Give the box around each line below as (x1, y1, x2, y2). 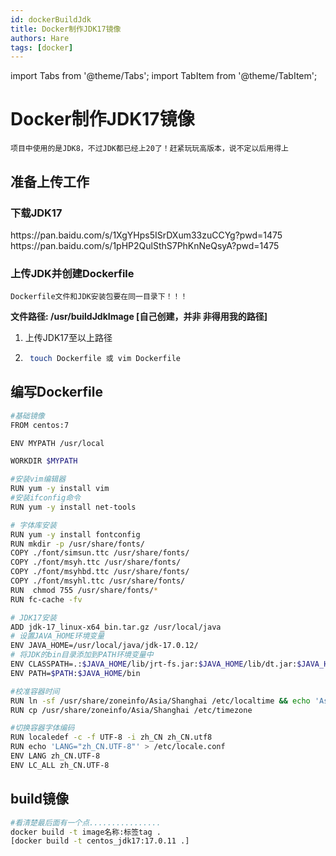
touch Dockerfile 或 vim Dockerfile (29, 354, 181, 364)
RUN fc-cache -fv (10, 594, 83, 605)
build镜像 (10, 791, 69, 808)
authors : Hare (10, 33, 70, 43)
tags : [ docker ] (10, 42, 74, 53)
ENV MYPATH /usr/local (10, 438, 105, 448)
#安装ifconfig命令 (10, 493, 81, 503)
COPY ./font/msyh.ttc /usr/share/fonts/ (10, 557, 182, 568)
